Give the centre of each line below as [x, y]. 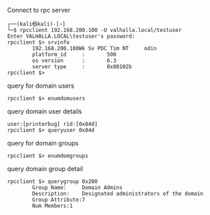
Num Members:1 [52, 206]
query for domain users [41, 86]
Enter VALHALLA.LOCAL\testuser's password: [71, 36]
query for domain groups [43, 143]
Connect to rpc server [39, 10]
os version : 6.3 [74, 61]
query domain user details [45, 111]
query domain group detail [45, 169]
